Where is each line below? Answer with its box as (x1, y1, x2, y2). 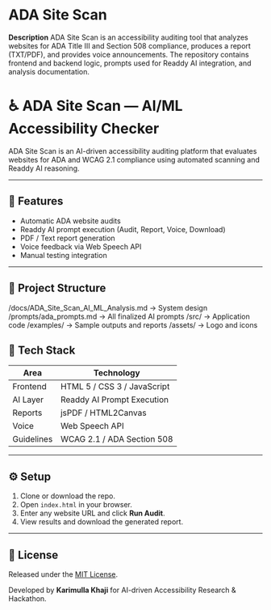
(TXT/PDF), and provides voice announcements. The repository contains (8, 49, 249, 59)
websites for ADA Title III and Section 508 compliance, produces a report (8, 40, 252, 50)
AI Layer (12, 394, 44, 405)
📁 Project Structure (8, 282, 106, 295)
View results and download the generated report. (19, 517, 184, 527)
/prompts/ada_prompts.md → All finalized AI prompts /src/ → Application (8, 311, 250, 321)
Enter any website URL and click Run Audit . (19, 508, 165, 519)
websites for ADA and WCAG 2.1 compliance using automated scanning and (8, 155, 260, 164)
